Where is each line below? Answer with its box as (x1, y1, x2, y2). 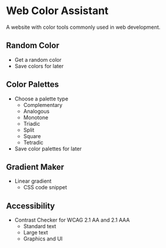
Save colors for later (14, 62, 64, 69)
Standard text (23, 223, 57, 230)
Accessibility (6, 201, 55, 211)
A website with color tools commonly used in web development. (6, 24, 161, 31)
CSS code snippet (23, 184, 67, 191)
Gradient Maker (6, 162, 65, 172)
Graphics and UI (23, 235, 63, 242)
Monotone (23, 113, 49, 121)
